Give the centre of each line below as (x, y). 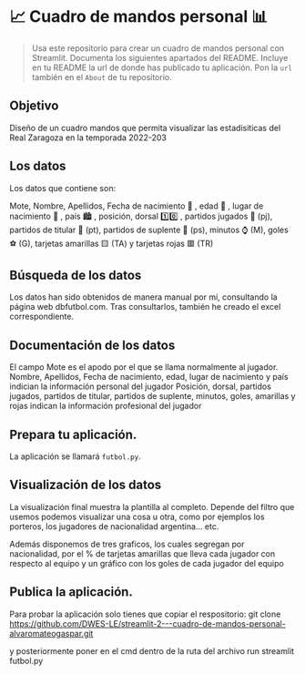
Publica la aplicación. (71, 592)
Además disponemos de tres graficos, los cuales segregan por (127, 544)
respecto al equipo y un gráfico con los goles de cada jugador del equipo (147, 563)
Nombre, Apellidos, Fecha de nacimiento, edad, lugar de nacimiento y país (149, 377)
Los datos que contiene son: (63, 188)
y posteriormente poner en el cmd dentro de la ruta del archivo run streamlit (152, 650)
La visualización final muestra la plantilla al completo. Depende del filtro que (152, 506)
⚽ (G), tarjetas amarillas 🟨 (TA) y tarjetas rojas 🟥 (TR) (112, 243)
